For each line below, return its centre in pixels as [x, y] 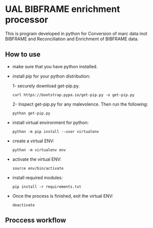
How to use [23, 55]
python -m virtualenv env [39, 150]
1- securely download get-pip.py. [46, 86]
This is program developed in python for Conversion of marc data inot [76, 33]
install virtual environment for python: [51, 122]
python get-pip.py [31, 113]
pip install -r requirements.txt [47, 187]
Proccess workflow [36, 220]
